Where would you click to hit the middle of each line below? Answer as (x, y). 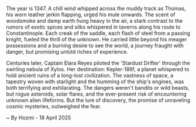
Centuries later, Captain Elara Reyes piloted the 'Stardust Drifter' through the (98, 63)
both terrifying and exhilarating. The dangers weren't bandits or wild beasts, (98, 88)
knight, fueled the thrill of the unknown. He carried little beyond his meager (97, 39)
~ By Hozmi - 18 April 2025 (39, 118)
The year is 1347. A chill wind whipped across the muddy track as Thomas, (96, 8)
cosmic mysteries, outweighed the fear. (54, 106)
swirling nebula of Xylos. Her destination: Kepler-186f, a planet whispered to (98, 69)
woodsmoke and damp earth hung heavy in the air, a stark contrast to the (94, 21)
